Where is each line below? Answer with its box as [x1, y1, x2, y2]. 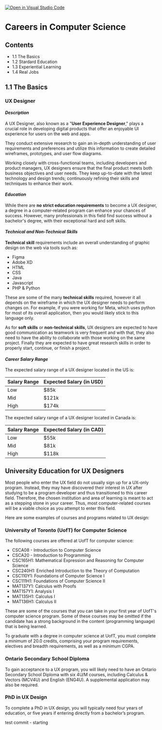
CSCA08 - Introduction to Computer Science [12, 547, 102, 553]
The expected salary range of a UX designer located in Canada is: [5, 415, 136, 421]
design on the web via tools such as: [5, 245, 78, 251]
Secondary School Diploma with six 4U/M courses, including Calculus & [5, 671, 148, 677]
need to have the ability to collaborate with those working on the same [5, 334, 145, 340]
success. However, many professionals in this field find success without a [5, 212, 152, 218]
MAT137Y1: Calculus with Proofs [12, 583, 76, 589]
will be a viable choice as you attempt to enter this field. [5, 505, 116, 511]
